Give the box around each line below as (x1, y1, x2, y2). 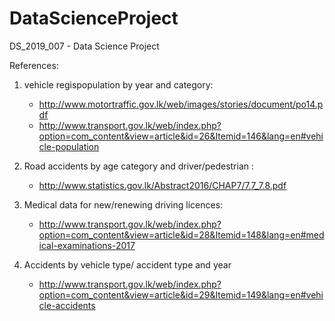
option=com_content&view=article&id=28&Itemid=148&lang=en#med (38, 228, 325, 241)
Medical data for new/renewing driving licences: (23, 198, 224, 211)
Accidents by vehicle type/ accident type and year (23, 258, 232, 271)
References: (9, 59, 59, 71)
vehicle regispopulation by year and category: (23, 78, 214, 91)
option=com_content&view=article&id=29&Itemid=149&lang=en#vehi (38, 288, 324, 301)
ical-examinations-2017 (38, 239, 136, 251)
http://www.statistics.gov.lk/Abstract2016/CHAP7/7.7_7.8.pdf (38, 179, 287, 191)
